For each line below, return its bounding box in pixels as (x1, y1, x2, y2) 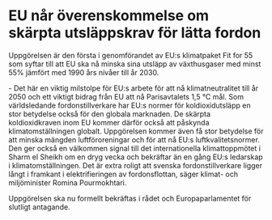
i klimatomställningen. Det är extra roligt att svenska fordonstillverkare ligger (8, 160, 263, 170)
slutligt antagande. (8, 201, 70, 212)
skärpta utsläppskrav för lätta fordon (8, 23, 261, 42)
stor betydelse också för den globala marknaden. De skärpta (8, 108, 211, 119)
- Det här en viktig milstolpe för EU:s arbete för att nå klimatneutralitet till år (8, 83, 259, 93)
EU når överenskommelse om (8, 6, 209, 25)
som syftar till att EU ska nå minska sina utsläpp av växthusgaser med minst (8, 59, 261, 69)
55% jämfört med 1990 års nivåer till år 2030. (8, 67, 159, 77)
